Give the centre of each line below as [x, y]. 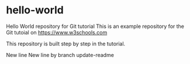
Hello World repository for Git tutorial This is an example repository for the [95, 26]
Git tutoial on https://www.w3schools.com [57, 32]
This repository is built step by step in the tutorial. [66, 44]
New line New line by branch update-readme [60, 55]
